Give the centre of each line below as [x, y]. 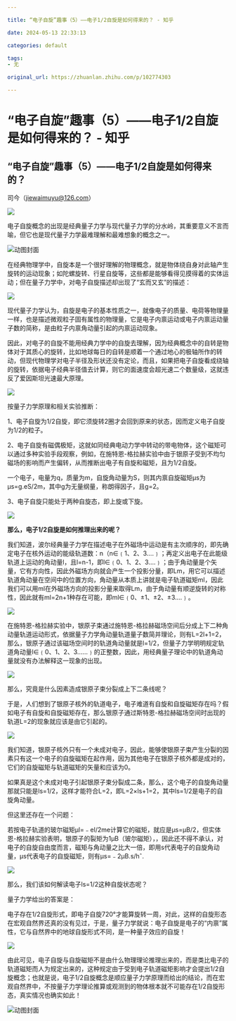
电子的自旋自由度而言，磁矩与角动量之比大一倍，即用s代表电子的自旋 [107, 847]
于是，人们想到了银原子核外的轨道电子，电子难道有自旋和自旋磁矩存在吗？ [115, 704]
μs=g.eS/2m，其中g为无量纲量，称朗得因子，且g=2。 [85, 486]
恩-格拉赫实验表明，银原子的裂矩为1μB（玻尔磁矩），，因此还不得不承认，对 [115, 838]
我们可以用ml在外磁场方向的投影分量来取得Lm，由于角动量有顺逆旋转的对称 [117, 588]
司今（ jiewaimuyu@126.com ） [51, 198]
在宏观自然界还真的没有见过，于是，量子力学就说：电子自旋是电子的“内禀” [115, 923]
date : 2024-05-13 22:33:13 [47, 32]
